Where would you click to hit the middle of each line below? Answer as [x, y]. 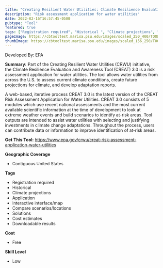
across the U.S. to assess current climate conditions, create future [71, 79]
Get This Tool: [19, 140]
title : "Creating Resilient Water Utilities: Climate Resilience [72, 9]
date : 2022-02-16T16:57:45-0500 [38, 18]
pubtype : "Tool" [21, 23]
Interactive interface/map [37, 203]
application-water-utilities [31, 145]
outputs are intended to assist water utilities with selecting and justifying [77, 120]
